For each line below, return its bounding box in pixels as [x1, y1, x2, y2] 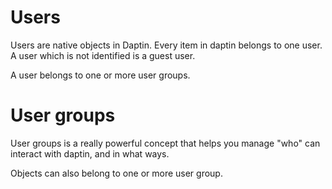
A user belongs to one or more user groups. [10, 69, 191, 81]
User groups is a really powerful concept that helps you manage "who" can [10, 137, 321, 149]
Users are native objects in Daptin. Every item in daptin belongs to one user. [10, 39, 323, 51]
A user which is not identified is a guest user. [10, 49, 196, 61]
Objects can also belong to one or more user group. [10, 167, 223, 179]
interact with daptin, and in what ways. [10, 147, 170, 160]
